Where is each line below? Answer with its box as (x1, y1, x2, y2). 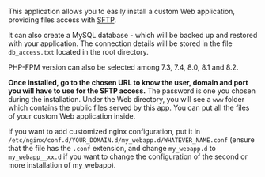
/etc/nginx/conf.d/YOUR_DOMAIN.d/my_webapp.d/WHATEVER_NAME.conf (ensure (8, 135, 256, 145)
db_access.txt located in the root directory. (8, 47, 149, 56)
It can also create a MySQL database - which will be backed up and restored (8, 31, 258, 40)
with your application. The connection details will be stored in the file (8, 39, 233, 48)
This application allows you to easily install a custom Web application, (8, 7, 236, 16)
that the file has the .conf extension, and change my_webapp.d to (8, 144, 216, 153)
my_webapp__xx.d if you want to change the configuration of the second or (8, 152, 248, 161)
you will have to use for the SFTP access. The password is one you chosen (8, 86, 256, 96)
